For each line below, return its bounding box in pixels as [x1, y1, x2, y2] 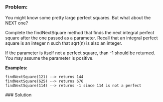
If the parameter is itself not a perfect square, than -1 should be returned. [5, 50, 156, 56]
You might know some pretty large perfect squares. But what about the [5, 15, 151, 21]
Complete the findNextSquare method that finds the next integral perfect [5, 30, 155, 36]
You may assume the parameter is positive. [5, 55, 94, 61]
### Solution [5, 92, 32, 98]
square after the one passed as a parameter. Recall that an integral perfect [5, 35, 158, 41]
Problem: [5, 3, 28, 10]
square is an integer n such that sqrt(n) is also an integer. [5, 40, 123, 46]
